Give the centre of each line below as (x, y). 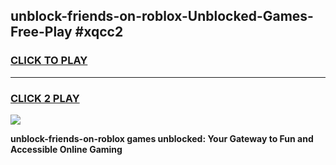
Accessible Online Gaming (66, 149)
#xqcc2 (99, 32)
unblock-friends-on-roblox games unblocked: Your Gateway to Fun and (162, 138)
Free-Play (41, 32)
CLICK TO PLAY (49, 61)
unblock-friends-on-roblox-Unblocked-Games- (162, 16)
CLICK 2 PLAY (45, 98)
